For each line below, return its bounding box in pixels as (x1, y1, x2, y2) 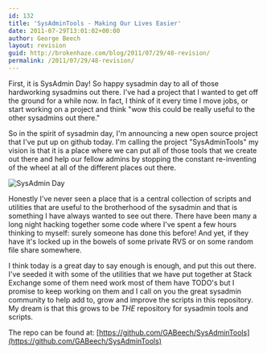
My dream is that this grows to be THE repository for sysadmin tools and (8, 303, 249, 313)
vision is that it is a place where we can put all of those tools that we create (8, 146, 257, 155)
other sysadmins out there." (8, 113, 101, 122)
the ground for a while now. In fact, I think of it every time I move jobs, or (8, 96, 249, 105)
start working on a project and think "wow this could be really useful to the (8, 104, 256, 113)
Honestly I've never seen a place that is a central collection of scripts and (8, 194, 252, 204)
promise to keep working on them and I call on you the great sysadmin (8, 286, 242, 296)
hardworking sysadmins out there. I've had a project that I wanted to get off (8, 87, 259, 97)
